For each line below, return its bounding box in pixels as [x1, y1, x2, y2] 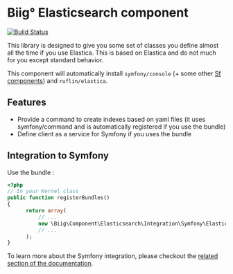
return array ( [25, 208, 67, 214]
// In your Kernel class [7, 188, 79, 195]
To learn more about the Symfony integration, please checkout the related [7, 252, 218, 260]
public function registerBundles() [7, 194, 110, 201]
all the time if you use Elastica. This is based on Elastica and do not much [7, 48, 216, 57]
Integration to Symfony [7, 150, 110, 162]
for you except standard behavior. [7, 55, 104, 64]
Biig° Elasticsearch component [7, 5, 189, 21]
